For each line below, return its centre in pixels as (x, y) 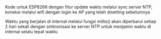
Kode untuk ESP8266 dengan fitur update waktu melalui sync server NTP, (79, 7)
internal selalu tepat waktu (32, 32)
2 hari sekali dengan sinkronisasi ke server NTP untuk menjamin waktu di (78, 26)
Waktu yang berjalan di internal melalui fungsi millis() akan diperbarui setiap (81, 21)
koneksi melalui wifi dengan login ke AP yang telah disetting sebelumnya (78, 12)
